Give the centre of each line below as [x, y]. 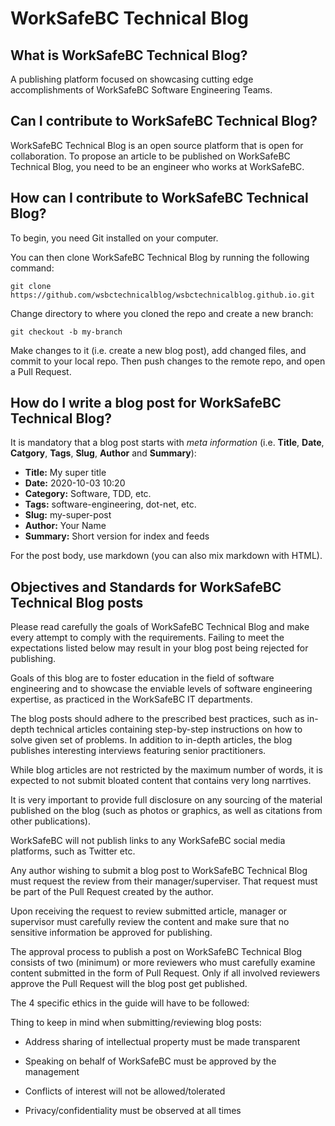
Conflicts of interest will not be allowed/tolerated [125, 1091]
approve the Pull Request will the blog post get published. [129, 984]
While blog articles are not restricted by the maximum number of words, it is [166, 770]
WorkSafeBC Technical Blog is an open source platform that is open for [157, 145]
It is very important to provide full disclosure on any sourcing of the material [166, 800]
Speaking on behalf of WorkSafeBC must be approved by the [150, 1061]
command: [32, 268]
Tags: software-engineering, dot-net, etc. [110, 504]
